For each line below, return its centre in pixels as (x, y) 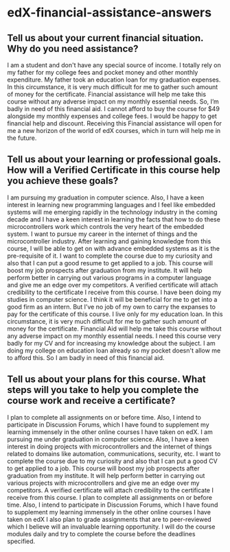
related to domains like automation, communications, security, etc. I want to (114, 453)
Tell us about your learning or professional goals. (114, 159)
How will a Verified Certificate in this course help (114, 170)
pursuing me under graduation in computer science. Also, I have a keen (108, 439)
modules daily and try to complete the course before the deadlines (101, 533)
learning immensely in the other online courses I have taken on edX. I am (110, 432)
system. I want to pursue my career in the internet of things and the (102, 234)
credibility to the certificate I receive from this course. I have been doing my (114, 292)
